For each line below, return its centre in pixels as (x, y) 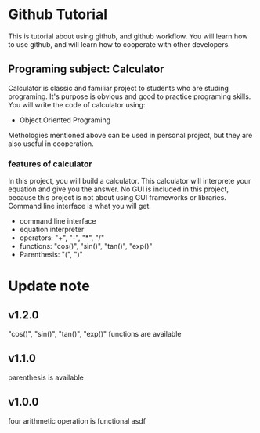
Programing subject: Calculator (86, 69)
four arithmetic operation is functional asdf (77, 420)
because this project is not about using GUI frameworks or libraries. (117, 198)
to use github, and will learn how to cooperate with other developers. (119, 44)
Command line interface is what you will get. (79, 206)
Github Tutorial (58, 15)
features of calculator (50, 164)
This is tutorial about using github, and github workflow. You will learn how (128, 36)
